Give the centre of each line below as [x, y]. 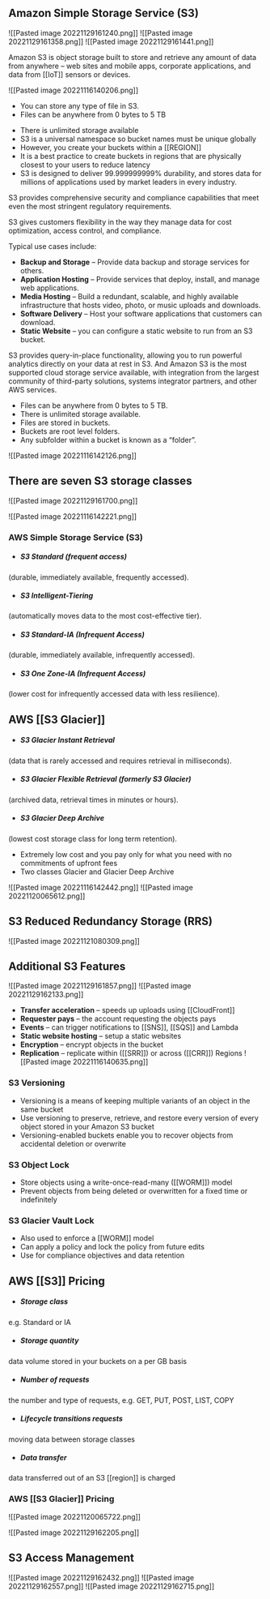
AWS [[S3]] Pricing [57, 1281]
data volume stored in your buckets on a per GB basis [98, 1361]
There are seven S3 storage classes [100, 481]
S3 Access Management [72, 1558]
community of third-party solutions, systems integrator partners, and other [133, 381]
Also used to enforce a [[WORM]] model [87, 1238]
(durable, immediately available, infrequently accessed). [102, 655]
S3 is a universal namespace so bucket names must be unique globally [138, 139]
